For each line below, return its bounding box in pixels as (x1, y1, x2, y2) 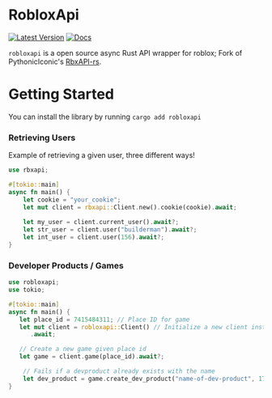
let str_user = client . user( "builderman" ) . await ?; (23, 226, 198, 234)
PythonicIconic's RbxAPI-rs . (8, 57, 102, 66)
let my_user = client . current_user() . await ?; (23, 218, 180, 227)
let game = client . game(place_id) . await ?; (19, 353, 164, 361)
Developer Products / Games (8, 260, 124, 271)
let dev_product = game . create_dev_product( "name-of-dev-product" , (23, 375, 255, 383)
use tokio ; (8, 286, 45, 294)
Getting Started (8, 85, 115, 104)
